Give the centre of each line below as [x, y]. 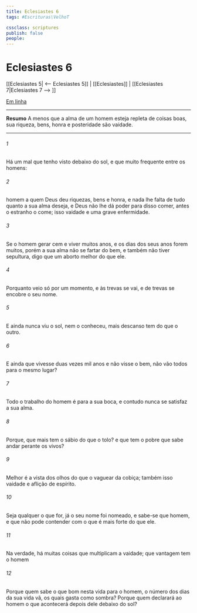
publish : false [25, 33]
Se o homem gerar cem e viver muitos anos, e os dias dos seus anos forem [97, 244]
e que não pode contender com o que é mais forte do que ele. [81, 522]
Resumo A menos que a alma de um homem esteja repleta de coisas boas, [96, 119]
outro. [13, 332]
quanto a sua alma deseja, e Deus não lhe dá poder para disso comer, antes [98, 206]
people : [16, 39]
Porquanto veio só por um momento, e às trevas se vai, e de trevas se [90, 288]
